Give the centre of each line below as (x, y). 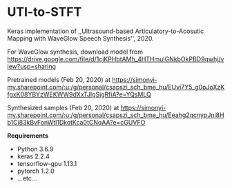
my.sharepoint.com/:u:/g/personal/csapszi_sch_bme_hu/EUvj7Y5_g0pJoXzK (116, 87)
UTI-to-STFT (45, 12)
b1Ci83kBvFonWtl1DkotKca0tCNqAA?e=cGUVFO (76, 122)
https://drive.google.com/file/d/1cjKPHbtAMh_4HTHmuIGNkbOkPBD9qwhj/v (116, 59)
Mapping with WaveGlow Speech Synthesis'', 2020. (80, 38)
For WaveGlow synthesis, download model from (75, 52)
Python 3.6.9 (35, 149)
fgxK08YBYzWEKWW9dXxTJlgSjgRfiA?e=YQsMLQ (79, 94)
